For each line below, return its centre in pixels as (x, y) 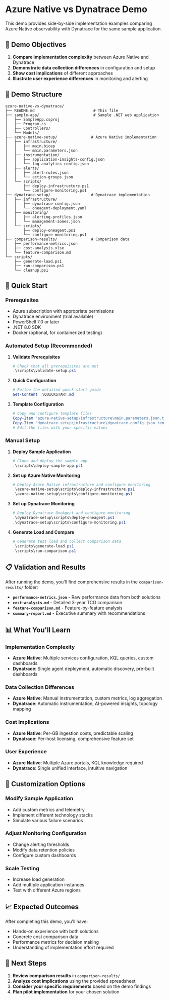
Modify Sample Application (39, 798)
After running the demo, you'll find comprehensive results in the (71, 582)
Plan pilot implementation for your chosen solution (66, 991)
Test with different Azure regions (47, 890)
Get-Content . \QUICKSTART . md (43, 395)
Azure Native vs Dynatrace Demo (76, 9)
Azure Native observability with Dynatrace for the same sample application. (84, 28)
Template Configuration (38, 404)
